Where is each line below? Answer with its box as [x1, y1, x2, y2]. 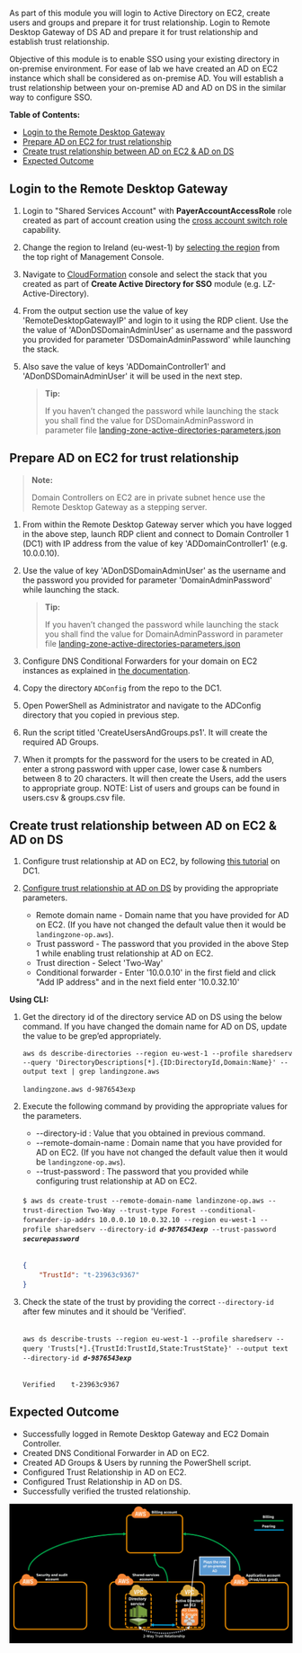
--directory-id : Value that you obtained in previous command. [35, 1128, 266, 1139]
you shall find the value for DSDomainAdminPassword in [44, 415, 254, 425]
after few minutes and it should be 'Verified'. [22, 1306, 187, 1317]
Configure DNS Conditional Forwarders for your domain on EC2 [22, 656, 258, 666]
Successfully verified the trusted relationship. [22, 1486, 191, 1497]
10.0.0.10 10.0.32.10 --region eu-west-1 [98, 1216, 257, 1225]
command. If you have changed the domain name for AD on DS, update [22, 1021, 288, 1032]
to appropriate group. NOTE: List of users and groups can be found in [22, 782, 280, 793]
